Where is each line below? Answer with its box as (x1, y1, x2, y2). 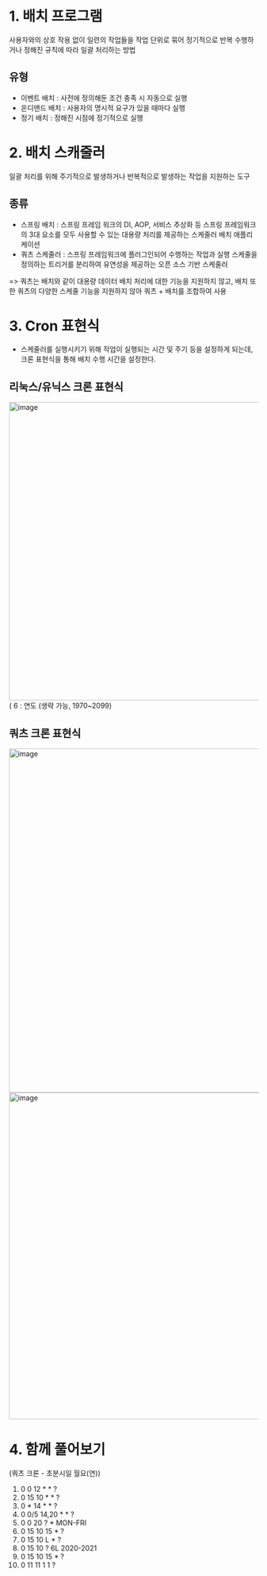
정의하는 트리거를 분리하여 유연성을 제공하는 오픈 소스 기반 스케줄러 (20, 259, 228, 268)
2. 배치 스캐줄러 (9, 144, 105, 161)
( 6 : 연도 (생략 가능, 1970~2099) (9, 701, 113, 711)
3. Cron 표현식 (9, 317, 100, 334)
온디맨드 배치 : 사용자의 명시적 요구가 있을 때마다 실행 (20, 102, 185, 112)
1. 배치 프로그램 (9, 7, 103, 25)
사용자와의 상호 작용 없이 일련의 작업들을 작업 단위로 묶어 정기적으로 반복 (9, 35, 233, 44)
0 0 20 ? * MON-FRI (20, 1518, 87, 1528)
